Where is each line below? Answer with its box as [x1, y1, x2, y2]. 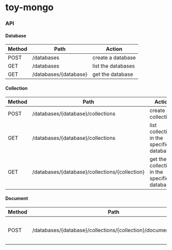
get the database [92, 71, 134, 78]
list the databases [92, 62, 135, 70]
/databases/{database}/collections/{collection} [32, 168, 145, 175]
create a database [92, 54, 136, 61]
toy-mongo [5, 2, 54, 13]
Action [105, 46, 123, 53]
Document [5, 195, 28, 201]
